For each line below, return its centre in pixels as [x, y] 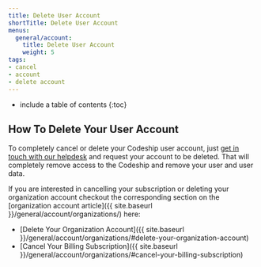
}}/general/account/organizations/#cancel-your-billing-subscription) [131, 255]
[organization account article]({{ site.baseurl [80, 206]
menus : [19, 30]
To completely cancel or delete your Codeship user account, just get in [124, 148]
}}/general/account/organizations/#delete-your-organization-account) [134, 238]
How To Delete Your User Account [94, 129]
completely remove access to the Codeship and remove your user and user [131, 165]
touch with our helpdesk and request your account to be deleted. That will [129, 157]
